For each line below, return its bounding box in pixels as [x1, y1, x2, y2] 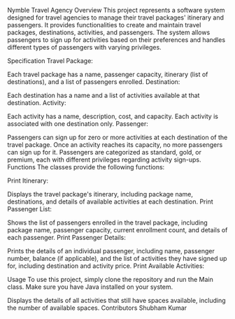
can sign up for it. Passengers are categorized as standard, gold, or [7, 148, 201, 156]
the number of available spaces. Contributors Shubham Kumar [7, 304, 187, 312]
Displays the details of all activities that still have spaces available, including [7, 297, 226, 304]
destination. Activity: [7, 99, 66, 107]
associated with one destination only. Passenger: [7, 120, 149, 128]
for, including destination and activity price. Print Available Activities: [7, 262, 205, 270]
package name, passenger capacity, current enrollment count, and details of [7, 226, 228, 234]
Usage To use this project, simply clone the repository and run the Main [7, 276, 213, 283]
